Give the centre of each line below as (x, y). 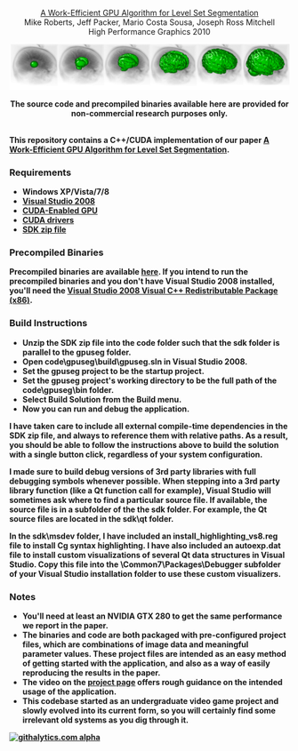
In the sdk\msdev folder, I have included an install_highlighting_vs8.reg (144, 536)
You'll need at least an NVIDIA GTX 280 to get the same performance (152, 616)
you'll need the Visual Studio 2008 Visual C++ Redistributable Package (144, 291)
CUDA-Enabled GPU (60, 211)
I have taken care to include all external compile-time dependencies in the (149, 426)
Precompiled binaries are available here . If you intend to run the (129, 272)
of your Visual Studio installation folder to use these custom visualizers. (145, 573)
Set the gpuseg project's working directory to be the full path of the (149, 380)
